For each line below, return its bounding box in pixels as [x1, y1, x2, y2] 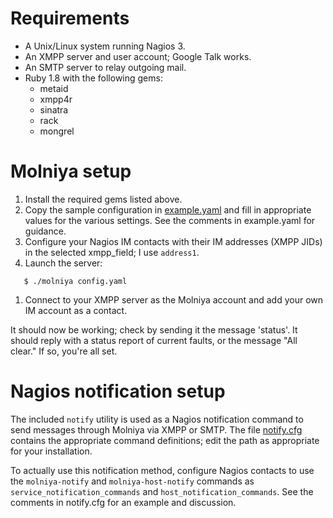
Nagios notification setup [10, 380, 226, 403]
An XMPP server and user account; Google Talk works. [24, 50, 252, 62]
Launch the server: [24, 257, 103, 269]
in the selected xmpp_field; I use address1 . [24, 246, 200, 258]
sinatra [39, 103, 69, 116]
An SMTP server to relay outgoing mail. [24, 61, 187, 73]
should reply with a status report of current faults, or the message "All [10, 334, 298, 346]
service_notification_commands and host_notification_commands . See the [10, 485, 314, 497]
